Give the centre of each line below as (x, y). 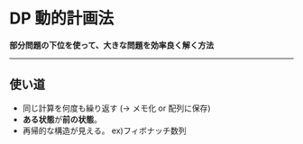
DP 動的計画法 (62, 18)
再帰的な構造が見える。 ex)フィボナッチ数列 (104, 130)
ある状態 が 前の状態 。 (62, 119)
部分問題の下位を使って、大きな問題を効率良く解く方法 (112, 45)
